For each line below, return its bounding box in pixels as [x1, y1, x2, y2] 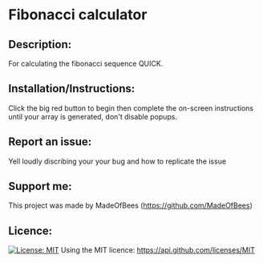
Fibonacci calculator [8, 6, 148, 24]
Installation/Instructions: [8, 82, 136, 95]
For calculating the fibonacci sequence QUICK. [8, 59, 164, 68]
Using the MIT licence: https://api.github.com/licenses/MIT [60, 245, 255, 255]
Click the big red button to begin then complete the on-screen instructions [8, 103, 254, 113]
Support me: [8, 180, 72, 193]
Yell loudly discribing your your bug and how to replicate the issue [8, 156, 227, 166]
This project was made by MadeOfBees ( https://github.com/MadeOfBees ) [8, 200, 253, 210]
